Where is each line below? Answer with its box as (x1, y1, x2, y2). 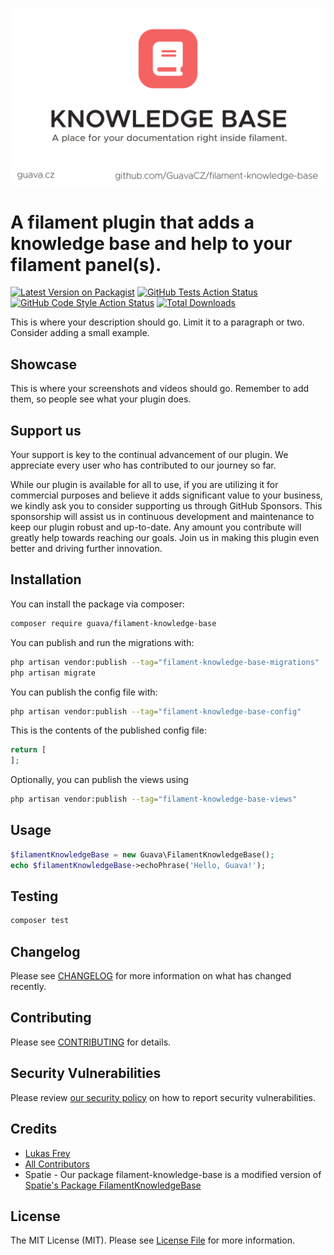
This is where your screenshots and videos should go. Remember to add (10, 383, 310, 395)
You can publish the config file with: (10, 686, 158, 698)
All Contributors (24, 1158, 90, 1170)
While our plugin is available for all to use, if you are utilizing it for (10, 479, 279, 491)
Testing (10, 888, 59, 905)
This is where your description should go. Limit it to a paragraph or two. (10, 316, 305, 328)
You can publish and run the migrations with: (10, 636, 195, 648)
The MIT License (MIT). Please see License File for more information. (10, 1234, 295, 1247)
